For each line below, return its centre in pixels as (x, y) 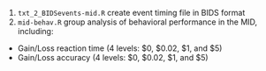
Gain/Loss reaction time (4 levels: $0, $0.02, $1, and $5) (120, 48)
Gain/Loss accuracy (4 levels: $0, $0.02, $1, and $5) (113, 57)
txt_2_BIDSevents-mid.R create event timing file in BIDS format (131, 13)
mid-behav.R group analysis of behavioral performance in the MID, (137, 22)
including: (35, 31)
